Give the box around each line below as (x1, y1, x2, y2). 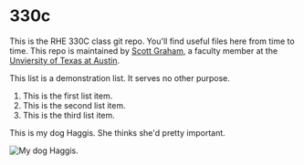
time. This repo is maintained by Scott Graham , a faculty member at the (9, 45, 278, 56)
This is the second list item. (22, 99, 126, 110)
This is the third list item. (22, 109, 116, 120)
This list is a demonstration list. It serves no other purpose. (9, 72, 231, 83)
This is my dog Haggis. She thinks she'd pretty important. (9, 127, 225, 138)
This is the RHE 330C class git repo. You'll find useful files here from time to (9, 36, 295, 46)
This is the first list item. (22, 90, 113, 101)
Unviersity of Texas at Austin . (9, 55, 121, 66)
